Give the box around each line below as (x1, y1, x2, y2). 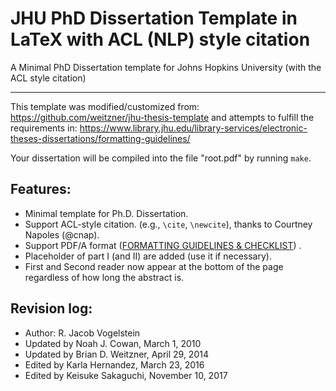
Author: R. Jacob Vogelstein (24, 327, 141, 339)
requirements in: (10, 122, 78, 134)
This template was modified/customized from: (10, 100, 200, 112)
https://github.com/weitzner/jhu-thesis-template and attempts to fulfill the (10, 111, 315, 123)
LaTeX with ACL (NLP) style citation (10, 28, 311, 51)
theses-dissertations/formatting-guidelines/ (10, 132, 191, 144)
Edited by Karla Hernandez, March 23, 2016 (24, 358, 205, 371)
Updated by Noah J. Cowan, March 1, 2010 (24, 337, 202, 349)
